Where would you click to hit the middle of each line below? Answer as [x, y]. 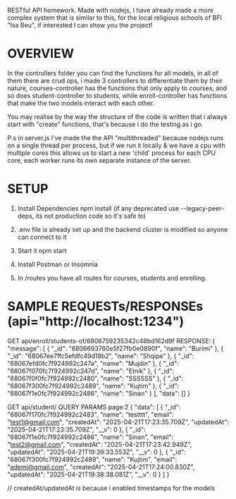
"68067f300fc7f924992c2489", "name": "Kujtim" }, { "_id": [93, 386]
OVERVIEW [41, 54]
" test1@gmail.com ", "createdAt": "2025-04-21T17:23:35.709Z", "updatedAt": [118, 421]
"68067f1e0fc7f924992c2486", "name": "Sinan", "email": [91, 437]
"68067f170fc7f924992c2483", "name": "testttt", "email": [91, 414]
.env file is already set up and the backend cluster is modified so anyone [123, 229]
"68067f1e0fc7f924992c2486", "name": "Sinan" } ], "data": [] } [99, 393]
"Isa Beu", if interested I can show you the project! [80, 25]
